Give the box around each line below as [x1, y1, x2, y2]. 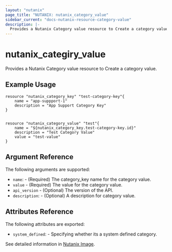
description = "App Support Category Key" [14, 103, 106, 108]
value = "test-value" [14, 134, 60, 139]
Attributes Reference [5, 207, 74, 216]
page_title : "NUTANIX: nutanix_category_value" [5, 12, 109, 17]
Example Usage [5, 80, 56, 89]
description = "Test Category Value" [14, 130, 95, 135]
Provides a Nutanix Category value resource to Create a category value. [5, 66, 157, 72]
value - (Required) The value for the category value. [12, 181, 123, 187]
